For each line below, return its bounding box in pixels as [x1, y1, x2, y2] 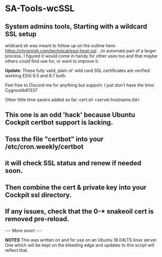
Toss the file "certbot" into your [5, 135, 104, 143]
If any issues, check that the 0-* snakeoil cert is [5, 207, 154, 215]
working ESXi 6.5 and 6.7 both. [5, 73, 67, 78]
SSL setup [5, 30, 36, 38]
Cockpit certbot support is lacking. [5, 119, 113, 127]
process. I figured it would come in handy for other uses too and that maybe [5, 53, 158, 59]
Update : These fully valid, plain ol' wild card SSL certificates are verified [5, 68, 150, 73]
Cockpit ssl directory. [5, 190, 72, 199]
